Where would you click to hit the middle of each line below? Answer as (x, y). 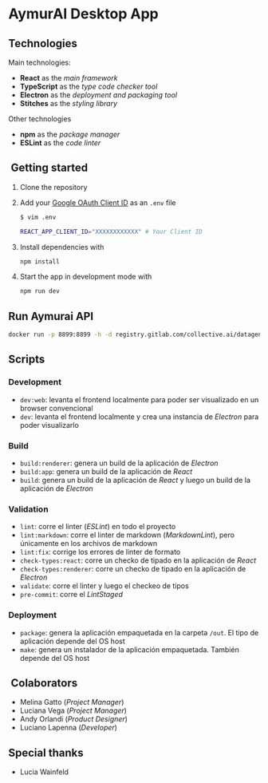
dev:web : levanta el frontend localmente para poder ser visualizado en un (139, 399)
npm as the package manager (70, 134)
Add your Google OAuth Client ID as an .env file (98, 202)
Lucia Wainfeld (44, 772)
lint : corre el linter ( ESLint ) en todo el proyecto (98, 527)
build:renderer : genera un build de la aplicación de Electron (119, 463)
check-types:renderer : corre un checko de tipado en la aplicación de (133, 569)
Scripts (27, 360)
